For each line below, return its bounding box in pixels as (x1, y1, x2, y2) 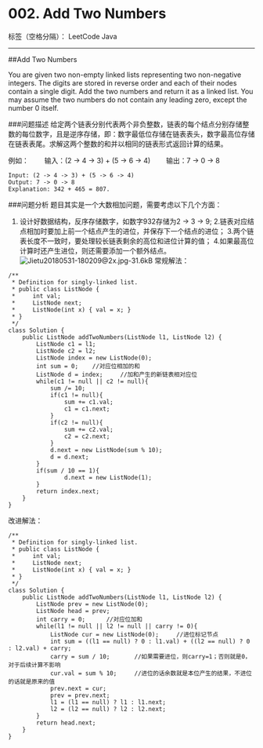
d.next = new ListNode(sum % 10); (49, 446, 163, 454)
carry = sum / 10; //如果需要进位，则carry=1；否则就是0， (49, 652, 251, 660)
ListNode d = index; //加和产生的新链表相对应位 (36, 370, 198, 378)
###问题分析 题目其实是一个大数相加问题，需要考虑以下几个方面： (8, 199, 222, 209)
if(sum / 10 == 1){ (36, 466, 100, 475)
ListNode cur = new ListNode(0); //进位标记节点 (49, 630, 219, 638)
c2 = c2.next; (63, 432, 110, 440)
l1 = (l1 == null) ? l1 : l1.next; (49, 698, 167, 706)
